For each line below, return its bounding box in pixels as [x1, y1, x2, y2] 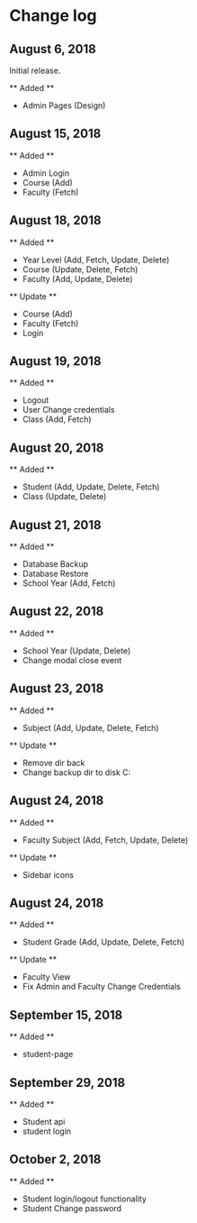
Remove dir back [22, 757, 85, 768]
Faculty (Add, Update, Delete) [22, 273, 133, 284]
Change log [9, 5, 97, 26]
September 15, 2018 [9, 1007, 123, 1023]
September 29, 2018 [9, 1074, 126, 1091]
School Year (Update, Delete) [22, 645, 131, 656]
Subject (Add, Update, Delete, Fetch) [22, 722, 159, 733]
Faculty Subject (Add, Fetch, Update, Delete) [22, 835, 189, 845]
